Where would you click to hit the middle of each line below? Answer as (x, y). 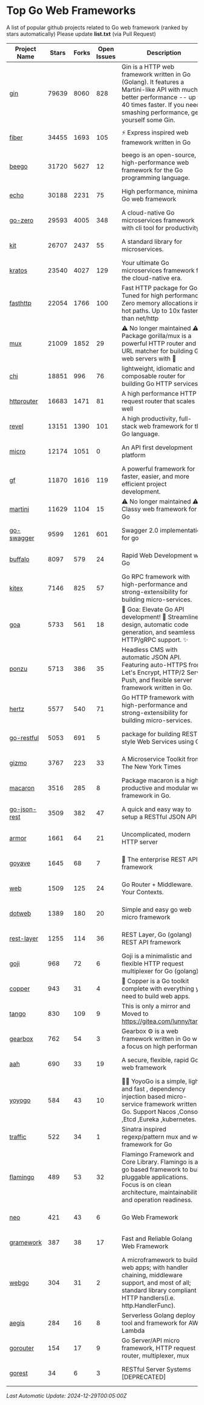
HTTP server (139, 841)
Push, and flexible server (157, 680)
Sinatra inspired (144, 1129)
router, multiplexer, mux (155, 1355)
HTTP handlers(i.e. (148, 1297)
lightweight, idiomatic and (158, 368)
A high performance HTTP (159, 393)
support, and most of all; (156, 1282)
